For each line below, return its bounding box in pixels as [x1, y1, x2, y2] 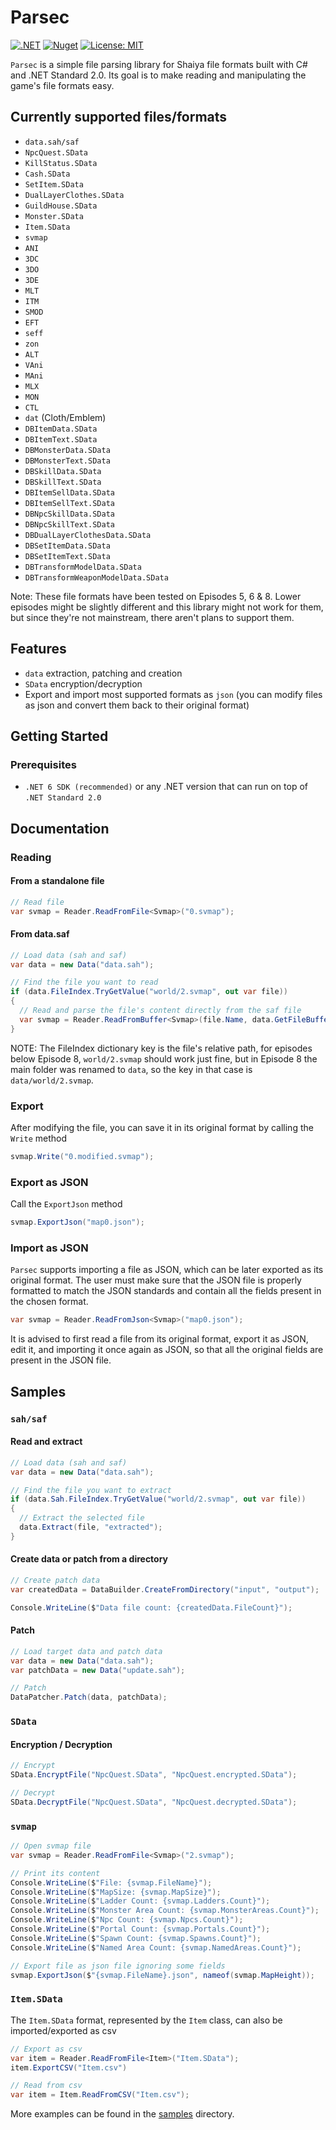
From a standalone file [10, 875, 105, 887]
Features [10, 641, 67, 658]
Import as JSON [10, 1241, 89, 1255]
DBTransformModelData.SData [24, 562, 142, 572]
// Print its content [10, 1868, 101, 1878]
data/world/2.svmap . [10, 1074, 94, 1086]
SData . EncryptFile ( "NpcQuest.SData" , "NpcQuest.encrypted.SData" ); [10, 1770, 298, 1780]
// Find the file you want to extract [10, 1485, 172, 1495]
